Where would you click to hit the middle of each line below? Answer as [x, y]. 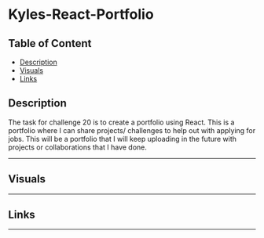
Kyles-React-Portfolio [81, 14]
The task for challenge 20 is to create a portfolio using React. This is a [121, 122]
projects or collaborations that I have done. [78, 147]
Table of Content [50, 43]
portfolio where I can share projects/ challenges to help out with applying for [132, 130]
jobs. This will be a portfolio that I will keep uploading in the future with [123, 139]
